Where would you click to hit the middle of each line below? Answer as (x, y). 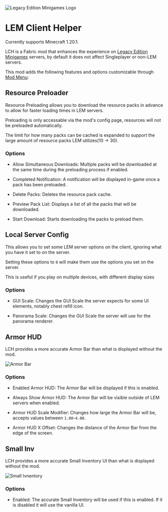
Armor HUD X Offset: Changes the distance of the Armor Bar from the (85, 428)
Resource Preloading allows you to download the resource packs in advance (84, 105)
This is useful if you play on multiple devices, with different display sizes (80, 277)
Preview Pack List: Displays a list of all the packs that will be (74, 204)
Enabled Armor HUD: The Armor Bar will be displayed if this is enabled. (86, 388)
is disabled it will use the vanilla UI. (48, 505)
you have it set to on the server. (38, 252)
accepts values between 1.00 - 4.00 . (49, 418)
